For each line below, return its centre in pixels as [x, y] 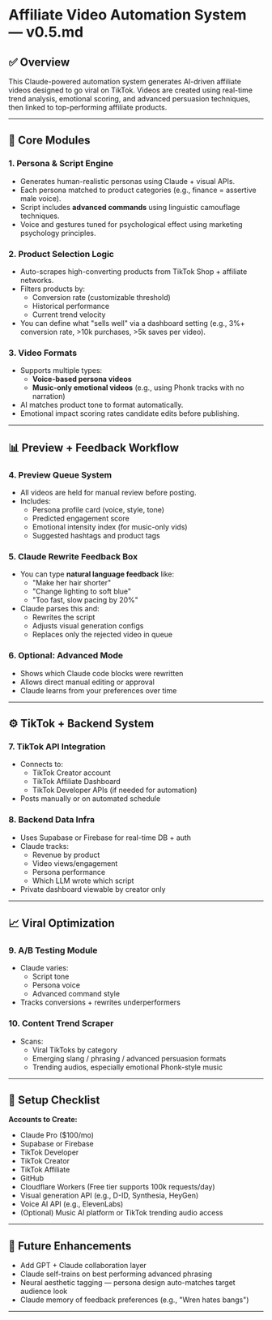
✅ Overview [39, 62]
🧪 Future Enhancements [70, 1246]
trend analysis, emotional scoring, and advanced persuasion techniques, [130, 99]
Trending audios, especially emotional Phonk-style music [127, 1067]
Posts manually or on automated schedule [90, 799]
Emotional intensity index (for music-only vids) [110, 527]
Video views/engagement [75, 863]
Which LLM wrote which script [83, 881]
